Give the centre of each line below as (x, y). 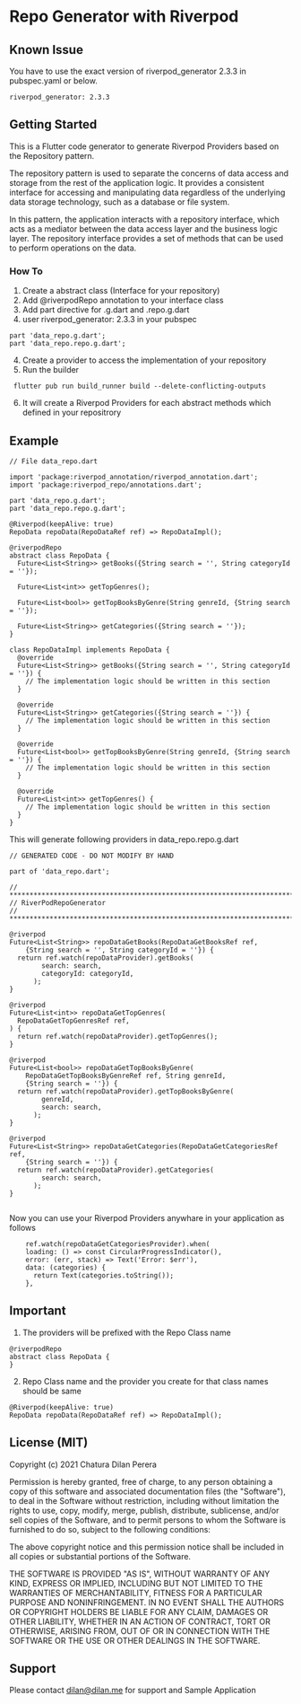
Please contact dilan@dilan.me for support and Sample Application (133, 1691)
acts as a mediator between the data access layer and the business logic (143, 228)
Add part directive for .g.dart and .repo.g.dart (106, 310)
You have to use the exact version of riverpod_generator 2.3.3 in (128, 71)
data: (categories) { (65, 1268)
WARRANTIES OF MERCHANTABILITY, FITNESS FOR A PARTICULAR (136, 1593)
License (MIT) (49, 1443)
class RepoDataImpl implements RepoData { (90, 650)
